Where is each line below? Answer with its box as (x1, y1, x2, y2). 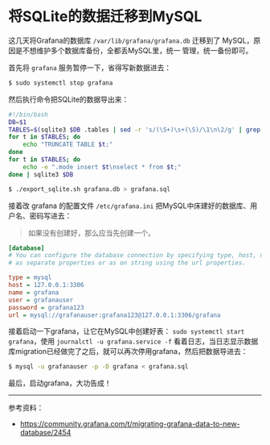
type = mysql (8, 273, 52, 282)
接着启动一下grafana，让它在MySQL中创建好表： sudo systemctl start (8, 326, 245, 336)
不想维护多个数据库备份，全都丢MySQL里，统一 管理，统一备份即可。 (22, 45, 253, 55)
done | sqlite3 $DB (8, 170, 74, 178)
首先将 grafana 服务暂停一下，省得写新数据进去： (8, 62, 171, 73)
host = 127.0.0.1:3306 (8, 281, 84, 289)
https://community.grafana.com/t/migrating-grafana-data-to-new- (19, 419, 240, 429)
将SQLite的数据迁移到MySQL (8, 7, 202, 26)
